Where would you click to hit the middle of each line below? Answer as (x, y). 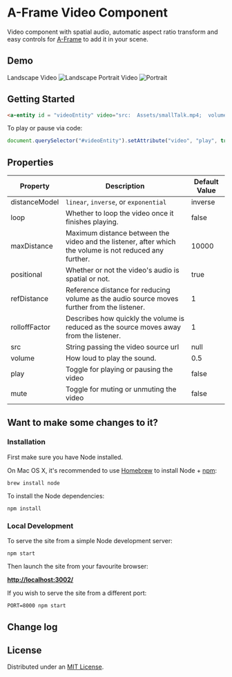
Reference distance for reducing (118, 290)
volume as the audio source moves (122, 299)
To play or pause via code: (45, 128)
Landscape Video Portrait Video (72, 77)
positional (27, 275)
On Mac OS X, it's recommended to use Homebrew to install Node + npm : (112, 470)
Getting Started (41, 99)
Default (206, 182)
